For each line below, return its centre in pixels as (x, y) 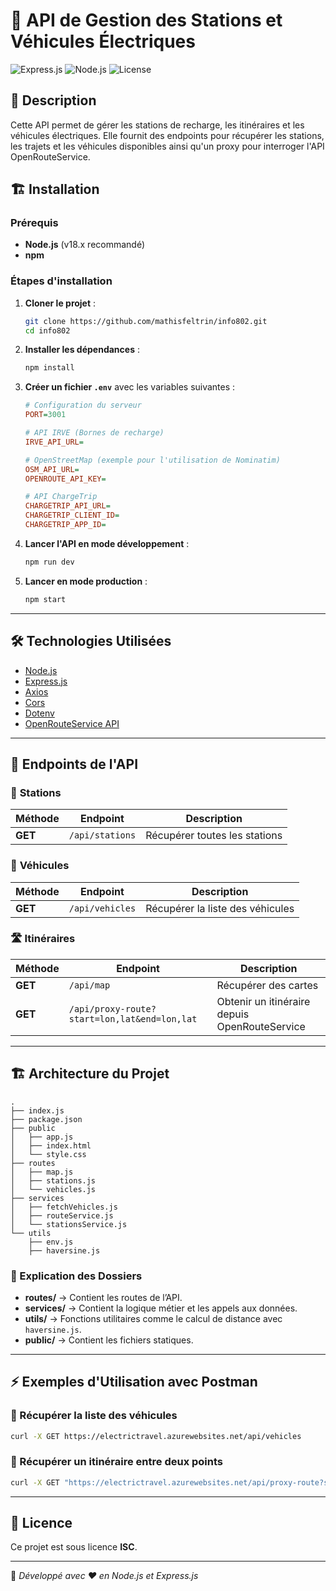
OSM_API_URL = (52, 469)
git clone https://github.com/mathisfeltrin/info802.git (146, 321)
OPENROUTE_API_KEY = (65, 479)
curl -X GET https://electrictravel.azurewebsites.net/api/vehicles (156, 1436)
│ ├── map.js (42, 1172)
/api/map (89, 985)
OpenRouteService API (72, 723)
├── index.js (37, 1110)
